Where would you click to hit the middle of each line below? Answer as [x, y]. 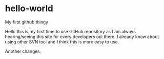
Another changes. [23, 51]
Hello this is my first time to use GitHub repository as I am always [70, 31]
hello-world [29, 9]
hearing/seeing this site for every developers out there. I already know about [82, 37]
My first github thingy [27, 22]
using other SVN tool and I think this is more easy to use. [62, 41]
